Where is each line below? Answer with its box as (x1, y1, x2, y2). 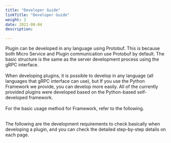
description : (5, 27, 33, 32)
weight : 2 (5, 17, 27, 22)
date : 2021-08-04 (5, 22, 42, 27)
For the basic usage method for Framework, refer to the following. (5, 105, 144, 112)
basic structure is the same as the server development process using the (5, 56, 159, 62)
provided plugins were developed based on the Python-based (5, 89, 136, 95)
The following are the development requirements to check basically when (5, 121, 160, 127)
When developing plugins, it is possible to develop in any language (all (5, 73, 154, 79)
